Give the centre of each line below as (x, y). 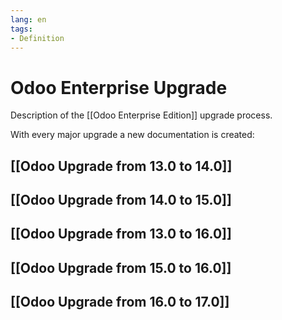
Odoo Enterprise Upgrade (119, 87)
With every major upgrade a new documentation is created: (132, 135)
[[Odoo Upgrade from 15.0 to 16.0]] (121, 267)
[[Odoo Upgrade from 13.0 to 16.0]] (121, 234)
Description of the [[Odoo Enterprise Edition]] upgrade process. (141, 115)
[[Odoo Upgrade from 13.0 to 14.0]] (121, 166)
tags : (21, 29)
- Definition (37, 38)
